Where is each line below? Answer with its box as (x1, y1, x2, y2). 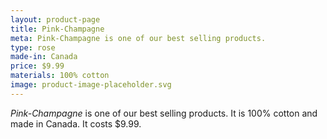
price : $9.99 (10, 61, 65, 71)
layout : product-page (10, 14, 101, 25)
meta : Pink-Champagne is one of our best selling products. (10, 33, 267, 43)
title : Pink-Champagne (10, 24, 105, 34)
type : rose (10, 42, 56, 53)
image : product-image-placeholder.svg (10, 80, 172, 90)
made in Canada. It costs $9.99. (10, 117, 142, 130)
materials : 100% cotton (10, 71, 110, 81)
